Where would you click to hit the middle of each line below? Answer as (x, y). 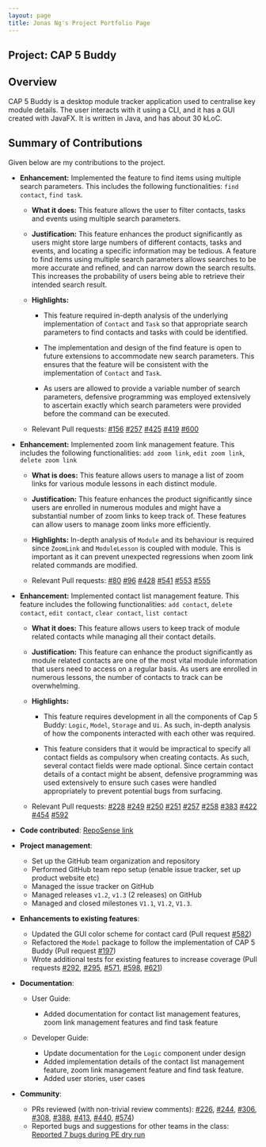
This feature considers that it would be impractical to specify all (147, 748)
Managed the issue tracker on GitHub (93, 886)
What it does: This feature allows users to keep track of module (135, 628)
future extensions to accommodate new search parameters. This (149, 356)
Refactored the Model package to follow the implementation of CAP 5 (143, 942)
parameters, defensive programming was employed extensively (147, 396)
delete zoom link (48, 460)
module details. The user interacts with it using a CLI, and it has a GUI (122, 110)
